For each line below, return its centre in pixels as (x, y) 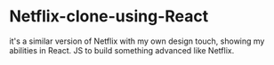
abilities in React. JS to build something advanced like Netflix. (122, 50)
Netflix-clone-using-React (109, 16)
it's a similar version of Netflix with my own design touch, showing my (137, 41)
